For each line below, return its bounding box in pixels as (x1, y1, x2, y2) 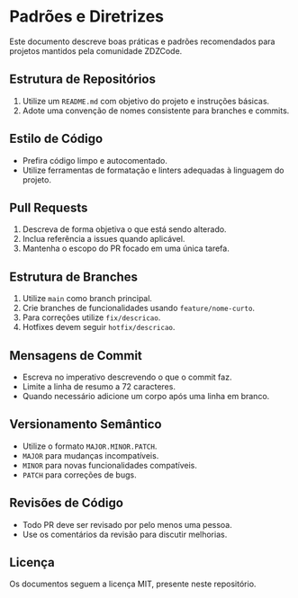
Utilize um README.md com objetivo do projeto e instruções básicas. (22, 95, 270, 106)
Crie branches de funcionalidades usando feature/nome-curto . (22, 303, 255, 314)
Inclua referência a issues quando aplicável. (22, 234, 185, 245)
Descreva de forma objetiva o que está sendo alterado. (22, 224, 227, 235)
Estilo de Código (9, 131, 104, 147)
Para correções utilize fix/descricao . (22, 312, 161, 323)
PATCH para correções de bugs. (22, 469, 137, 480)
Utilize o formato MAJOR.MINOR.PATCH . (22, 441, 158, 451)
